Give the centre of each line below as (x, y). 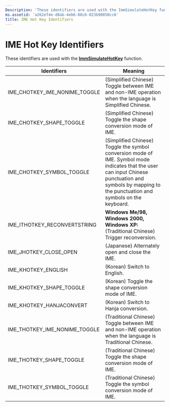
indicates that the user (132, 166)
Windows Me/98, (126, 212)
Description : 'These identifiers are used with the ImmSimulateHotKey (81, 10)
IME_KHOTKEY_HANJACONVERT (48, 306)
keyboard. (117, 204)
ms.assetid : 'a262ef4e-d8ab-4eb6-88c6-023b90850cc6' (62, 15)
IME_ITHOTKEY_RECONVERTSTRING (52, 225)
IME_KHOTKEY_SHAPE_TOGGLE (46, 288)
